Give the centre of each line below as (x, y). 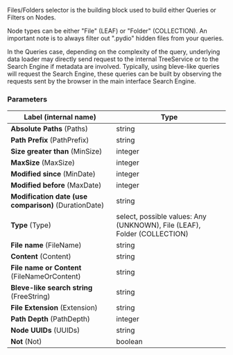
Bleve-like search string (52, 288)
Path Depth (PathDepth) (50, 319)
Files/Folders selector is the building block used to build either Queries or (112, 10)
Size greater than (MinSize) (57, 151)
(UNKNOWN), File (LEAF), (158, 225)
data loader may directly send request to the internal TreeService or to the (113, 59)
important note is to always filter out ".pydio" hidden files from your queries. (115, 38)
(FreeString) (31, 297)
